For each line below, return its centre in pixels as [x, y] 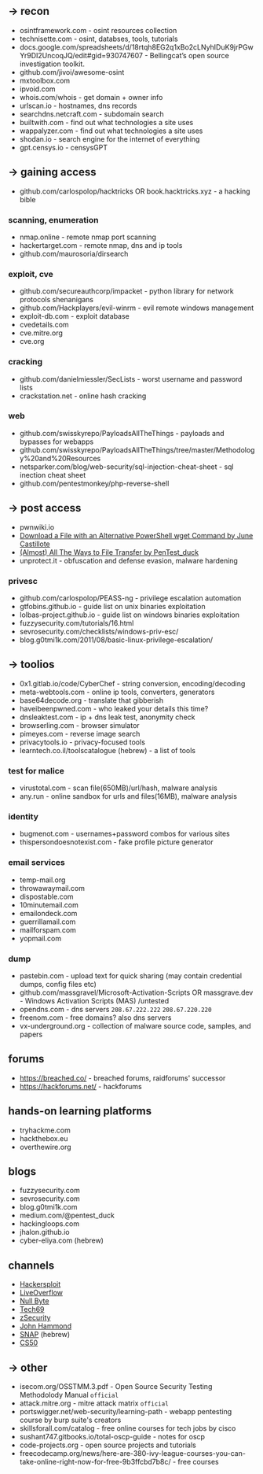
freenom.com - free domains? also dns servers [95, 1018]
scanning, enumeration [53, 220]
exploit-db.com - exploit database [74, 316]
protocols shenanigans [57, 300]
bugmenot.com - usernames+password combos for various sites [124, 834]
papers [31, 1034]
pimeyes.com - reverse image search [80, 733]
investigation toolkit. [52, 64]
